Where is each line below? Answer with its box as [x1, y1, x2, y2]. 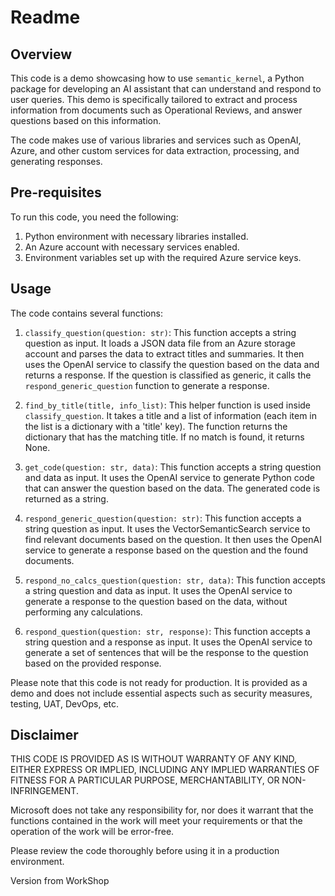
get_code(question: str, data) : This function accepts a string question [24, 461, 322, 473]
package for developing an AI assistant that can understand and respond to [10, 83, 322, 95]
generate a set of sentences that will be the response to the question [24, 646, 309, 658]
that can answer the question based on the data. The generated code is [24, 482, 321, 494]
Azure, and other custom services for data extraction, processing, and [10, 145, 300, 156]
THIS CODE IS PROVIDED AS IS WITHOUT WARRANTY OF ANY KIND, [10, 753, 298, 765]
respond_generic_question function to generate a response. [24, 379, 270, 391]
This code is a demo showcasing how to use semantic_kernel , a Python [10, 72, 305, 84]
